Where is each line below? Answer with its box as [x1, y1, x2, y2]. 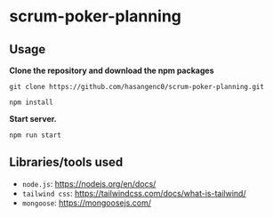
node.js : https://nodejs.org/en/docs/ [21, 178, 157, 189]
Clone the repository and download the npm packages [9, 65, 214, 76]
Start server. [9, 114, 57, 124]
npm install [9, 98, 53, 107]
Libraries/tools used [9, 155, 124, 170]
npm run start [9, 131, 62, 140]
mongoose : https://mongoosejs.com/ [21, 197, 151, 208]
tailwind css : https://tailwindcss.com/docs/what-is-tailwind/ [21, 188, 246, 198]
